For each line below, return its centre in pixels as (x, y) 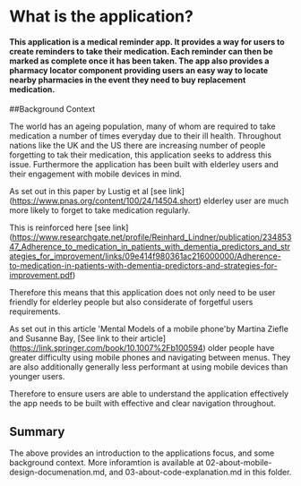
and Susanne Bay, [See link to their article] (88, 338)
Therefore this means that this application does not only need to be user (142, 293)
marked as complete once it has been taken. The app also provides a (139, 61)
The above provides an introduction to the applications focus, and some (142, 453)
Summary (37, 431)
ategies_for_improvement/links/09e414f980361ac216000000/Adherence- (146, 256)
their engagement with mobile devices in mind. (95, 174)
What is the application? (102, 17)
